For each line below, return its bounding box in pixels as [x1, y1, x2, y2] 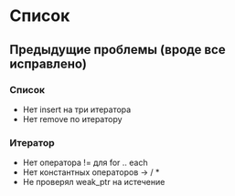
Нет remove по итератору [22, 113, 123, 124]
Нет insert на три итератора [22, 104, 132, 115]
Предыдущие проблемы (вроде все [9, 42, 226, 57]
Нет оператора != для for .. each [22, 157, 148, 169]
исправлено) [9, 56, 87, 71]
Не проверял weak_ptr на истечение [22, 177, 166, 188]
